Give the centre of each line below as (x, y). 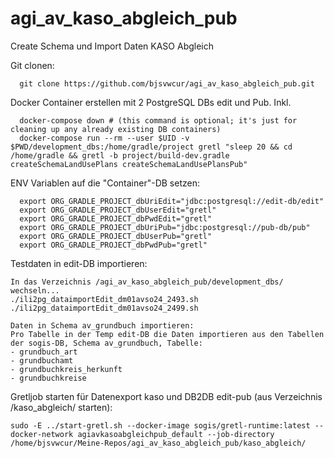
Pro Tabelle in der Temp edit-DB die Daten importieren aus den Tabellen (167, 334)
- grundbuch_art (44, 352)
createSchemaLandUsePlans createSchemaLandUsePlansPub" (129, 164)
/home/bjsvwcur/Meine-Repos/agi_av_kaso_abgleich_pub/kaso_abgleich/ (158, 443)
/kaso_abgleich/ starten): (61, 407)
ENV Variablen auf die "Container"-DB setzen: (105, 183)
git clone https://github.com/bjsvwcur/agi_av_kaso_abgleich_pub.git (167, 83)
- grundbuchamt (42, 360)
